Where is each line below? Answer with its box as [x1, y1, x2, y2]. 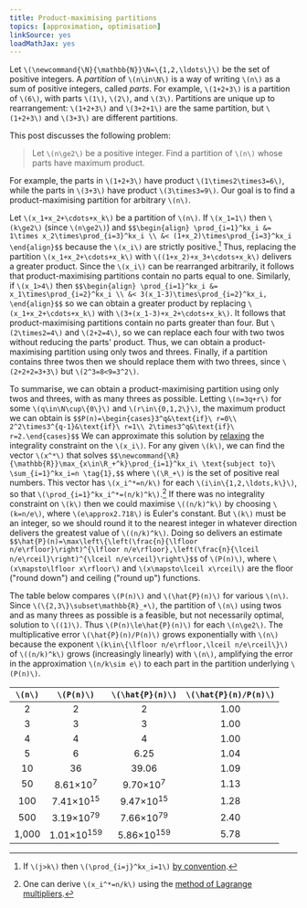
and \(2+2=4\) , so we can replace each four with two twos [65, 326, 285, 338]
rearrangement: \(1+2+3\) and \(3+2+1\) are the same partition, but [9, 102, 265, 114]
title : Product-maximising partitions [9, 13, 157, 23]
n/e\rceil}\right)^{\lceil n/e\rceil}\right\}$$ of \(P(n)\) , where [9, 553, 271, 564]
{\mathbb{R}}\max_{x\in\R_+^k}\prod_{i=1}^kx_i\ [9, 459, 198, 469]
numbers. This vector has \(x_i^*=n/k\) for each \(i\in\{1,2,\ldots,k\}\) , [9, 477, 298, 488]
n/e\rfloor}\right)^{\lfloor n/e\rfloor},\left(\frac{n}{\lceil [9, 544, 259, 554]
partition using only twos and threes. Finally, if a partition [54, 346, 268, 357]
